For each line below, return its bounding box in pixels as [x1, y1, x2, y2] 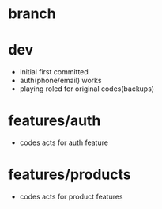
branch [8, 5, 57, 23]
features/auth [8, 112, 101, 130]
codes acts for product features [19, 192, 124, 201]
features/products [8, 165, 132, 184]
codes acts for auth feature [19, 138, 109, 147]
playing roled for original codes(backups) [19, 84, 155, 93]
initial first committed [19, 67, 89, 77]
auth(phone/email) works [19, 76, 102, 85]
